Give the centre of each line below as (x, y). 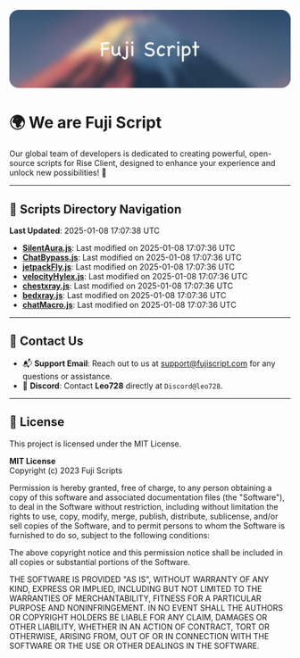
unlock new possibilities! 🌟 (58, 173)
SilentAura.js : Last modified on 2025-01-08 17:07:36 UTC (129, 248)
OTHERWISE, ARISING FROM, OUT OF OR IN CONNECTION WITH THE (139, 636)
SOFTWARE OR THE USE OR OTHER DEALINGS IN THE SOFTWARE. (134, 646)
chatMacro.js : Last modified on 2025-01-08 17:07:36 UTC (129, 305)
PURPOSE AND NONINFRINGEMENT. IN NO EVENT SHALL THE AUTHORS (146, 607)
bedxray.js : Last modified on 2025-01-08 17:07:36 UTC (124, 296)
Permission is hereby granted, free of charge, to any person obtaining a (141, 487)
